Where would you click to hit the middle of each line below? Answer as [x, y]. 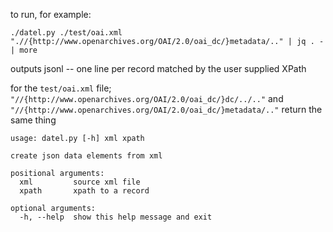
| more [24, 50]
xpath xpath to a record [84, 191]
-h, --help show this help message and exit [116, 217]
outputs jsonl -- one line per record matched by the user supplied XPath [158, 68]
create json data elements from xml [86, 156]
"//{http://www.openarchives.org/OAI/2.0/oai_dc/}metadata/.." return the [166, 109]
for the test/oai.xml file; [61, 88]
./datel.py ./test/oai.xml [66, 33]
